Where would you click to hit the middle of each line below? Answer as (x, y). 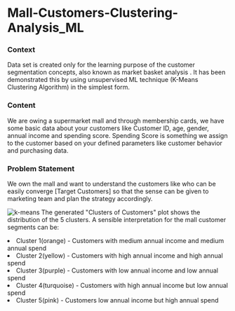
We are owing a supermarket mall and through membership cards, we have (116, 120)
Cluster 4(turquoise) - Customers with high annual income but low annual (122, 286)
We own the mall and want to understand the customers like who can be (112, 184)
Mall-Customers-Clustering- (93, 13)
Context (21, 50)
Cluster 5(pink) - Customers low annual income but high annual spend (117, 300)
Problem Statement (41, 168)
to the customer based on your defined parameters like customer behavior (115, 143)
